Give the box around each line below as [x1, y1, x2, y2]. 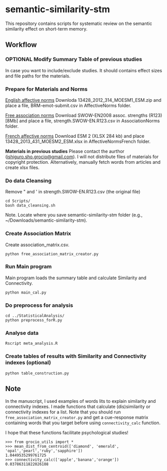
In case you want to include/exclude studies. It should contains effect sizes [5, 67, 162, 73]
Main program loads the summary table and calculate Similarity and [5, 275, 147, 281]
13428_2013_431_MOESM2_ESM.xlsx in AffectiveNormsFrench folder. [5, 138, 151, 144]
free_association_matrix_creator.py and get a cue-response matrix [5, 414, 149, 420]
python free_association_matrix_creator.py [5, 251, 99, 256]
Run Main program [5, 263, 52, 270]
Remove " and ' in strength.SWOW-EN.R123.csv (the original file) [5, 189, 141, 195]
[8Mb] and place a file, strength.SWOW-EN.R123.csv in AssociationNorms [5, 117, 160, 124]
